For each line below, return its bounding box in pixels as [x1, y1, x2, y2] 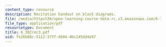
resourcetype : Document [5, 25, 54, 30]
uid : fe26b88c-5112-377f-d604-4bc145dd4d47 [5, 35, 96, 40]
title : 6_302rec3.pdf [5, 30, 50, 35]
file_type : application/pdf [5, 21, 63, 26]
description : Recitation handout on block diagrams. [5, 12, 116, 17]
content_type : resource [5, 7, 54, 12]
